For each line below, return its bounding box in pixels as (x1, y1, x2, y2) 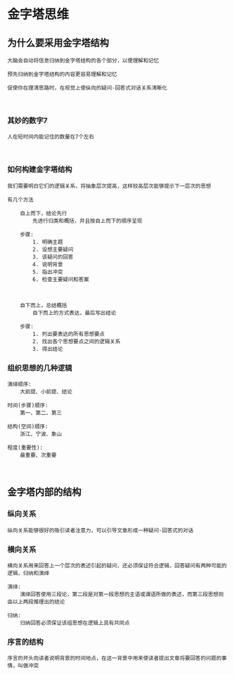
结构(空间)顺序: (7, 423, 48, 430)
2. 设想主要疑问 (32, 246, 74, 253)
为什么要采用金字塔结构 (7, 37, 109, 49)
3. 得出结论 (32, 345, 63, 352)
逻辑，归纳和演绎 (7, 569, 50, 576)
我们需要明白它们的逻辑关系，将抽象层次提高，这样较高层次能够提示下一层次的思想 (7, 182, 212, 190)
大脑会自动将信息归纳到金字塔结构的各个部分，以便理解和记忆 (7, 57, 160, 64)
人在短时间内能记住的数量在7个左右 (7, 133, 95, 141)
